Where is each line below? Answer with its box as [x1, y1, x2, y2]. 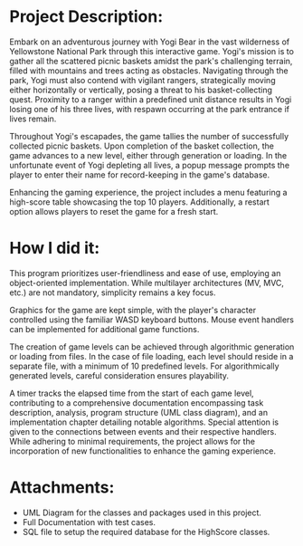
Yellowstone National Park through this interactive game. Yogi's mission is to [9, 45, 294, 56]
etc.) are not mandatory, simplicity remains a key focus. [9, 287, 216, 298]
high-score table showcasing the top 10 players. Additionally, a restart [9, 196, 270, 207]
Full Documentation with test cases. [22, 516, 156, 527]
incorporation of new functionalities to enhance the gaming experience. [9, 445, 276, 456]
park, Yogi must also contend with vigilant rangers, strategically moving [9, 74, 276, 85]
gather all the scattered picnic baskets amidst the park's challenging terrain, [9, 55, 293, 66]
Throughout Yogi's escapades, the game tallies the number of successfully [9, 130, 289, 141]
